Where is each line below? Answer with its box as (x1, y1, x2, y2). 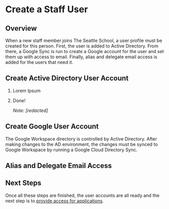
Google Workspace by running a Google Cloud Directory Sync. (5, 147, 138, 153)
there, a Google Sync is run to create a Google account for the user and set (5, 49, 164, 54)
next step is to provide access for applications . (5, 198, 104, 204)
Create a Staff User (5, 4, 88, 15)
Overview (5, 24, 37, 33)
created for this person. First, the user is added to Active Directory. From (5, 43, 159, 49)
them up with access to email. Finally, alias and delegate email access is (5, 54, 158, 60)
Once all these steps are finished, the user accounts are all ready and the (5, 192, 160, 198)
